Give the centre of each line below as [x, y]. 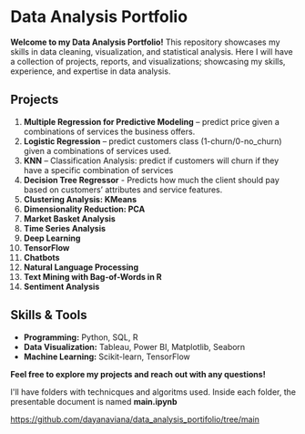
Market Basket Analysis [70, 218]
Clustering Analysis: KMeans [80, 199]
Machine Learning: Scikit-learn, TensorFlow [107, 356]
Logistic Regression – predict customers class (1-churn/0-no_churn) [152, 141]
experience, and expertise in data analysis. [91, 71]
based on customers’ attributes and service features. [123, 190]
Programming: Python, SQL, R [81, 337]
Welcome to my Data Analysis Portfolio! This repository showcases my [145, 42]
